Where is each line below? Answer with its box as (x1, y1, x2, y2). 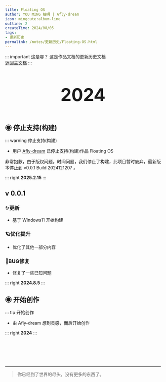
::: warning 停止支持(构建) (5, 138, 57, 143)
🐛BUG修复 (5, 258, 30, 265)
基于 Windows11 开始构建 (12, 217, 64, 223)
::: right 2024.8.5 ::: (5, 280, 45, 286)
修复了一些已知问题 (12, 270, 52, 276)
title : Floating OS (5, 7, 45, 12)
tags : (5, 30, 16, 35)
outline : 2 (5, 21, 28, 26)
